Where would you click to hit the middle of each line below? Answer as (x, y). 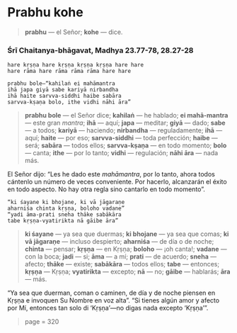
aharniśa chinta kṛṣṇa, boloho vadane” (66, 209)
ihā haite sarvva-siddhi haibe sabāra (64, 96)
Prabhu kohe (45, 12)
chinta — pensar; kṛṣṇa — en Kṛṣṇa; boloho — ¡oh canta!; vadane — (126, 249)
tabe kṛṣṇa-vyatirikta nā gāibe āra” (63, 221)
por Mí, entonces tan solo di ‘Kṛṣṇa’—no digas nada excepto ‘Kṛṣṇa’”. (108, 308)
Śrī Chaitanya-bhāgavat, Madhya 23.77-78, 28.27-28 (100, 50)
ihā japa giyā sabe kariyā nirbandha (63, 90)
